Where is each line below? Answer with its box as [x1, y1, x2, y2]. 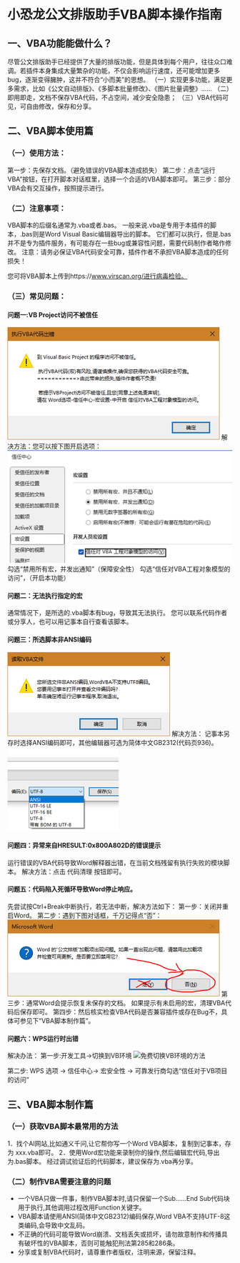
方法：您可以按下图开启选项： [13, 442, 101, 451]
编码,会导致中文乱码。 [24, 1221, 89, 1229]
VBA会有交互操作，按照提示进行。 [7, 184, 109, 192]
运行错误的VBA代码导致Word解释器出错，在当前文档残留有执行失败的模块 [7, 858, 224, 867]
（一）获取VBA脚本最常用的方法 [7, 1122, 119, 1132]
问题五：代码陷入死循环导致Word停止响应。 [7, 885, 137, 894]
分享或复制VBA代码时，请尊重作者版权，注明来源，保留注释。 [17, 1248, 200, 1257]
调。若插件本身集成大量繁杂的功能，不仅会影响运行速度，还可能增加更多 [7, 66, 220, 75]
